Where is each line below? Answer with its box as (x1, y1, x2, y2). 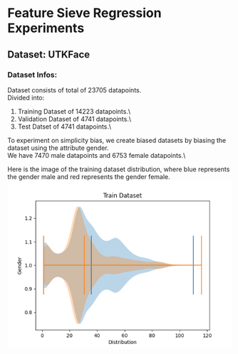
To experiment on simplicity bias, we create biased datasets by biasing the (7, 136, 227, 144)
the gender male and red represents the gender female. (7, 172, 171, 181)
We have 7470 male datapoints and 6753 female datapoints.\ (7, 151, 186, 159)
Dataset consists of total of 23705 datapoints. (7, 85, 142, 94)
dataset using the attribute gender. (7, 144, 109, 152)
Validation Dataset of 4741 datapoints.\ (17, 114, 132, 123)
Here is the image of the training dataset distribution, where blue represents (7, 165, 230, 173)
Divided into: (7, 93, 45, 102)
